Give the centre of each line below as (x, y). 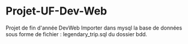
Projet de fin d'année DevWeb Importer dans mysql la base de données (94, 28)
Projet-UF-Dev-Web (56, 11)
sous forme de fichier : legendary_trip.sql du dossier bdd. (77, 34)
